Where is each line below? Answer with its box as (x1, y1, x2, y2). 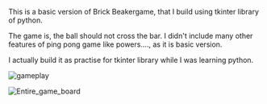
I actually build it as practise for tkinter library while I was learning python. (8, 56, 254, 64)
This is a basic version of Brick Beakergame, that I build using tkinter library (8, 7, 260, 16)
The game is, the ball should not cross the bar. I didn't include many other (8, 31, 253, 40)
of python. (8, 15, 43, 25)
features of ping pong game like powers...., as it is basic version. (8, 40, 223, 49)
